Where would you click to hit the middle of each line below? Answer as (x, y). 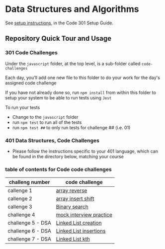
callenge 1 (20, 191)
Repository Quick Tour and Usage (58, 39)
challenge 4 (21, 215)
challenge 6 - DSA (29, 231)
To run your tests (23, 107)
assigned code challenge (31, 83)
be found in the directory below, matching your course (68, 156)
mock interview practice (84, 215)
